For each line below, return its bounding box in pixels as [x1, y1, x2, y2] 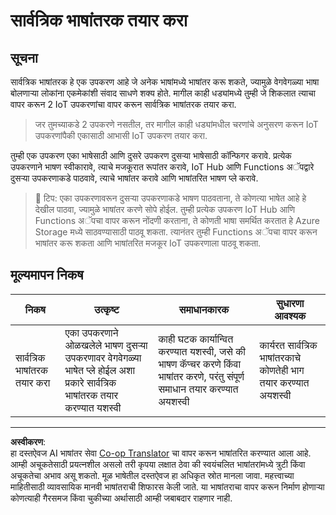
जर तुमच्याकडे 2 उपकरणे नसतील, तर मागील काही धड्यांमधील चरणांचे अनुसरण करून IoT [34, 119, 319, 130]
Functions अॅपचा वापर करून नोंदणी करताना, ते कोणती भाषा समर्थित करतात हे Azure [34, 215, 320, 226]
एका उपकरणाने [64, 325, 119, 339]
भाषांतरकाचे [259, 350, 302, 364]
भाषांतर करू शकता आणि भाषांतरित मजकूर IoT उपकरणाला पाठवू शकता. [34, 237, 262, 249]
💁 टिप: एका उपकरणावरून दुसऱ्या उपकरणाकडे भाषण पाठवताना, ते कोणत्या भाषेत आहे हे [34, 192, 307, 204]
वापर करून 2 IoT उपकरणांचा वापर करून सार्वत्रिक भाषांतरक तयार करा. [10, 99, 237, 110]
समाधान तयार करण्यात [158, 382, 239, 396]
